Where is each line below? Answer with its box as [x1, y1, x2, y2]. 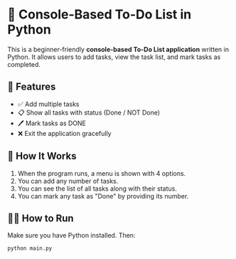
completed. [7, 60, 41, 68]
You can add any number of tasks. [17, 176, 119, 185]
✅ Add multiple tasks [17, 100, 80, 108]
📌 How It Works [7, 150, 77, 162]
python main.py [7, 245, 53, 252]
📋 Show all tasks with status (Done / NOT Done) [17, 108, 161, 117]
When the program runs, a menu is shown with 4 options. [17, 169, 186, 177]
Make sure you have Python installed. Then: [7, 231, 136, 240]
